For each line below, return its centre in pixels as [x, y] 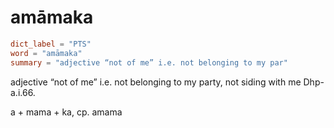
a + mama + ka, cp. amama [66, 112]
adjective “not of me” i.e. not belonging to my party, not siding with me [156, 82]
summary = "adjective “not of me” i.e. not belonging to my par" [149, 62]
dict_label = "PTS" [51, 44]
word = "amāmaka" [46, 53]
